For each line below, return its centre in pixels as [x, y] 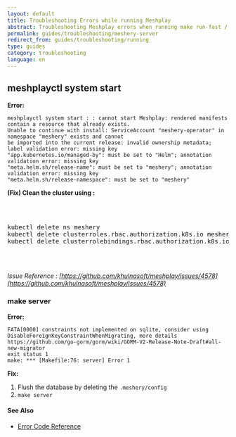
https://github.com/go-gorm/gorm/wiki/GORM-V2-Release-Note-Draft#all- [114, 342]
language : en [26, 60]
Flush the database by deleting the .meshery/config [92, 387]
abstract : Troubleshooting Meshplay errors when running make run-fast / [118, 27]
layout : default [31, 14]
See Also [20, 411]
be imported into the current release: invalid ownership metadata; [110, 142]
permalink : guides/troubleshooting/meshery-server [83, 33]
